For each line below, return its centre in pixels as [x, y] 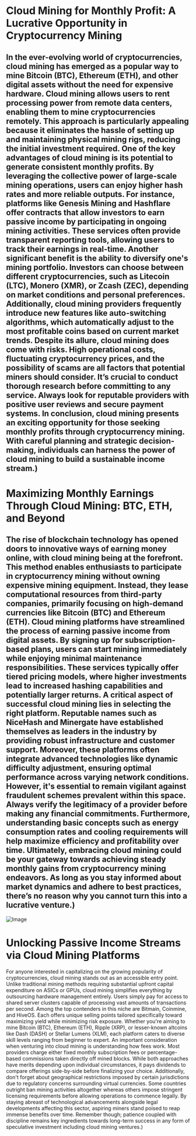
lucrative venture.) [41, 905]
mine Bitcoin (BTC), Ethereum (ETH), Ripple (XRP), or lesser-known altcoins [97, 1027]
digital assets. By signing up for [65, 640]
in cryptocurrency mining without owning [83, 576]
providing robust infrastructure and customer [90, 741]
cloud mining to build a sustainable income [85, 459]
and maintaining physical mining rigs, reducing [93, 139]
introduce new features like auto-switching [86, 313]
